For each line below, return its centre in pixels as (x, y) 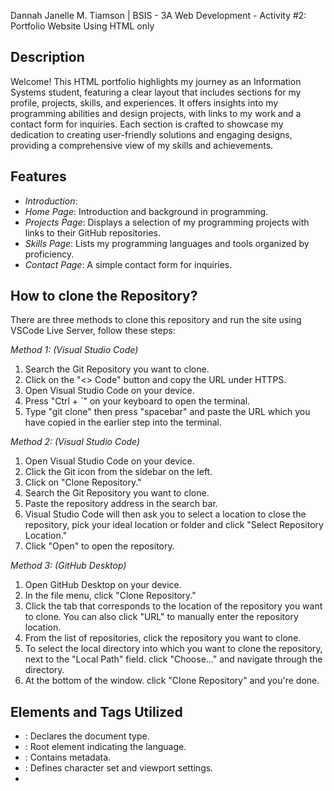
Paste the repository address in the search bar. (121, 504)
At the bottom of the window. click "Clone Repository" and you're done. (172, 681)
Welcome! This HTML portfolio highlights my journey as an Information (156, 81)
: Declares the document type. (87, 736)
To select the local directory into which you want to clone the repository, (173, 649)
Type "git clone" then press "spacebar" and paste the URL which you (167, 412)
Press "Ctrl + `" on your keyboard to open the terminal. (137, 401)
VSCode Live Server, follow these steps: (93, 331)
